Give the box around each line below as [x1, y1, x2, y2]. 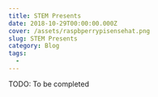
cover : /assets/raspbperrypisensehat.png [8, 27, 151, 35]
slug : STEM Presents [8, 34, 79, 43]
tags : [8, 49, 27, 57]
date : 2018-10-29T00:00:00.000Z [8, 19, 117, 27]
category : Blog [8, 42, 60, 50]
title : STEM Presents [8, 11, 82, 20]
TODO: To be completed [8, 78, 90, 89]
